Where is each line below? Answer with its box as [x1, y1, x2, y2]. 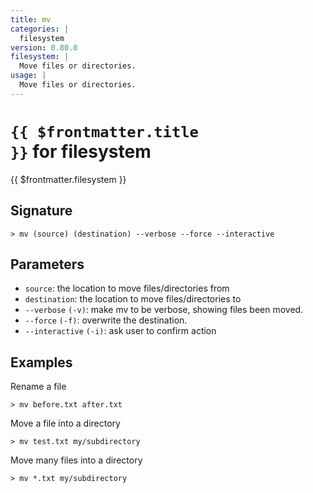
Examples [10, 354, 73, 371]
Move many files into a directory [10, 454, 143, 466]
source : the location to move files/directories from [24, 282, 230, 295]
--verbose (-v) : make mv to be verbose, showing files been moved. [24, 304, 304, 316]
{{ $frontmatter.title [10, 122, 199, 141]
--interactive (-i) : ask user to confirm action [24, 325, 217, 337]
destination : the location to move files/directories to [24, 293, 242, 305]
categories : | [10, 24, 70, 34]
